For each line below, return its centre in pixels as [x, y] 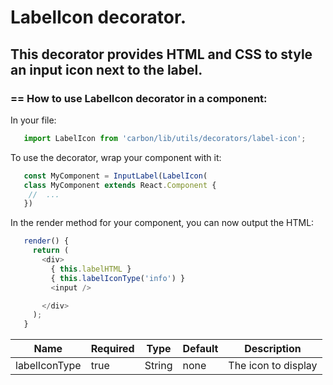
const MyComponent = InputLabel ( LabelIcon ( [115, 176]
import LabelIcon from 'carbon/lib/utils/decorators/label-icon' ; [165, 138]
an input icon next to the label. [106, 69]
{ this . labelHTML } [91, 269]
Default [200, 349]
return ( [51, 251]
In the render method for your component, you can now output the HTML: [162, 223]
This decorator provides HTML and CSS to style [161, 54]
